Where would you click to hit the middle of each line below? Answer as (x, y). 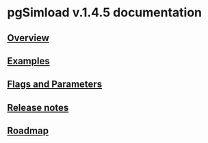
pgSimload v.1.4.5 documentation (105, 13)
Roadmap (28, 131)
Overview (28, 38)
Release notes (38, 107)
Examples (28, 61)
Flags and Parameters (55, 84)
